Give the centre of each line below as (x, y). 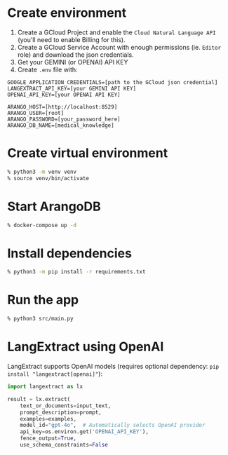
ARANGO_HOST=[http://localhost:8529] (62, 107)
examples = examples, (48, 419)
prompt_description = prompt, (61, 412)
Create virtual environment (88, 153)
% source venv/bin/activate (48, 178)
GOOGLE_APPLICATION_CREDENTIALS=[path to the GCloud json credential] (113, 82)
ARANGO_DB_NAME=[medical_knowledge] (61, 125)
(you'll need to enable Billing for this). (71, 39)
